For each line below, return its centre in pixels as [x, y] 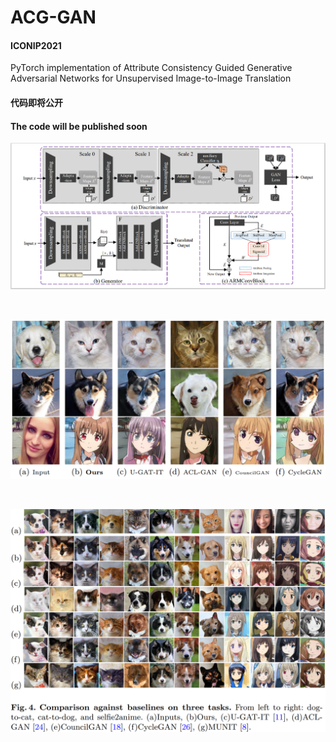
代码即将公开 [36, 102]
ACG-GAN [53, 17]
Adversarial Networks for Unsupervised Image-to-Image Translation [151, 78]
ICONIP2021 [36, 45]
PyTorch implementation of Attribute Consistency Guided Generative [151, 68]
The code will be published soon [79, 126]
